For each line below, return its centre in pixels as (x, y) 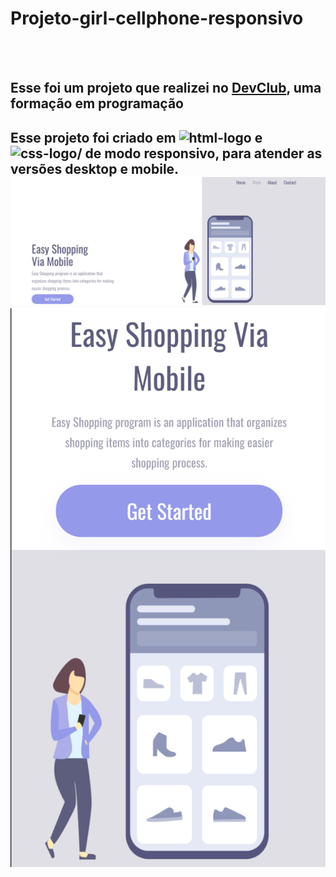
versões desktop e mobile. (94, 168)
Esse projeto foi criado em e (136, 137)
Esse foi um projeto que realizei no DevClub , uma (166, 88)
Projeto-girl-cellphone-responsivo (157, 18)
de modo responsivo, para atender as (203, 153)
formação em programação (97, 103)
